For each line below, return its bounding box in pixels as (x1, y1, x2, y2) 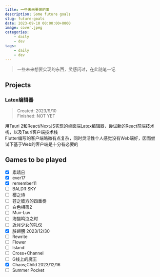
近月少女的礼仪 (12, 222, 42, 228)
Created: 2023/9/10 (17, 108, 57, 114)
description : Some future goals (5, 12, 71, 17)
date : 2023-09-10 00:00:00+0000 (5, 20, 71, 26)
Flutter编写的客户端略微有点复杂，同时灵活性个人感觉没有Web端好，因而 (5, 135, 151, 141)
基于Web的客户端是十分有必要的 (13, 141, 79, 147)
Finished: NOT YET (17, 113, 56, 119)
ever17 (12, 175, 26, 180)
